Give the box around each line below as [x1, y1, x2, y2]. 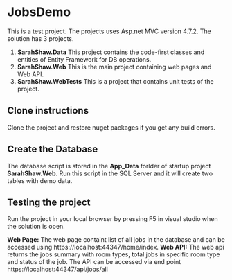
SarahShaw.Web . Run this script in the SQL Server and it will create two [7, 169, 213, 177]
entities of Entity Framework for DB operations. [17, 55, 152, 63]
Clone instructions [7, 105, 89, 116]
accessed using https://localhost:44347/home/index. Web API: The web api [7, 243, 224, 252]
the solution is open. [7, 222, 66, 231]
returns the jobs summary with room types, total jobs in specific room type [7, 250, 220, 259]
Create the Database [7, 143, 98, 155]
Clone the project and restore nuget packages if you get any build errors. [7, 123, 216, 132]
